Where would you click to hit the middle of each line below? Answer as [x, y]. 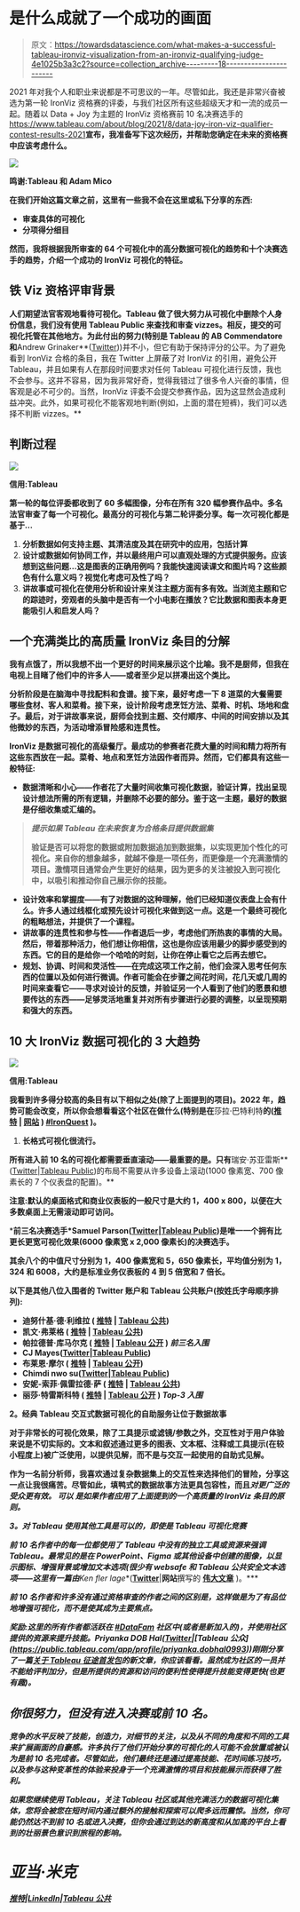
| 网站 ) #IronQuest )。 [60, 1122]
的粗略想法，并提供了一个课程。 [80, 922]
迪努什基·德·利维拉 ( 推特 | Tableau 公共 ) [95, 1321]
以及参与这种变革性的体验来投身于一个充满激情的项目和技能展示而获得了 [141, 1769]
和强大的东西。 [49, 1011]
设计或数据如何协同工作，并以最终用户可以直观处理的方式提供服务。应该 [154, 555]
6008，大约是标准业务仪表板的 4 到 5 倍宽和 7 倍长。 [133, 1272]
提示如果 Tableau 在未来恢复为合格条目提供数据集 [122, 829]
